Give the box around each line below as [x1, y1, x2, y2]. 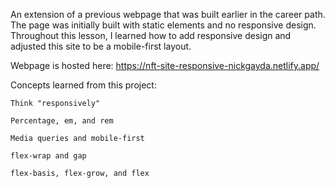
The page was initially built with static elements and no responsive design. [10, 19, 317, 31]
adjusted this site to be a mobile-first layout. [10, 40, 192, 52]
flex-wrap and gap [10, 151, 87, 161]
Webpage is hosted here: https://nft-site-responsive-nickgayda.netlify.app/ [10, 60, 320, 71]
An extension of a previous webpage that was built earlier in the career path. [10, 9, 326, 20]
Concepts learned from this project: [10, 79, 157, 91]
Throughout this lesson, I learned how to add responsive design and [10, 30, 292, 41]
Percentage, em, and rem [10, 116, 114, 126]
